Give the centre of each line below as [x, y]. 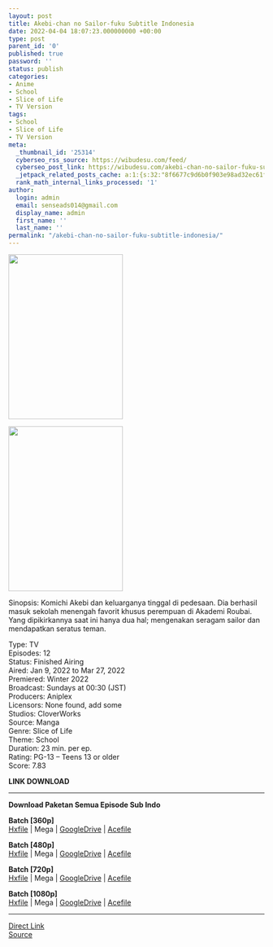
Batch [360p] [31, 820]
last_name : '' [39, 228]
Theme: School [34, 739]
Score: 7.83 [27, 765]
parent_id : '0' [34, 46]
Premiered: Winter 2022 [49, 679]
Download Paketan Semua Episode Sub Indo [84, 805]
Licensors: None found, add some [65, 705]
